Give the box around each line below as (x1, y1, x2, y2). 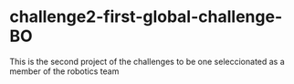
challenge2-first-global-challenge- (9, 6, 283, 27)
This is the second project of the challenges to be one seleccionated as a (9, 56, 285, 67)
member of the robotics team (9, 66, 120, 77)
